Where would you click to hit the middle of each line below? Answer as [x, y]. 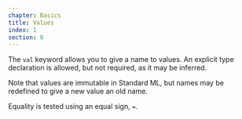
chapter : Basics [35, 15]
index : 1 [22, 30]
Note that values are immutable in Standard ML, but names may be [116, 83]
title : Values [31, 23]
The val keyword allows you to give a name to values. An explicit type [121, 59]
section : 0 [26, 37]
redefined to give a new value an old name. [78, 92]
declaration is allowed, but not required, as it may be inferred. [108, 68]
